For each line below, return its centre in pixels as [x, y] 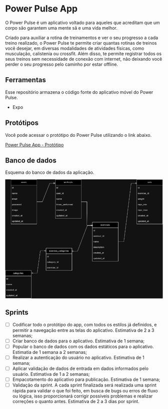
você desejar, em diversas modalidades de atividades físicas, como [75, 48]
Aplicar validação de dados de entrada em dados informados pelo [80, 368]
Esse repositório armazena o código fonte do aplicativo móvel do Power [79, 92]
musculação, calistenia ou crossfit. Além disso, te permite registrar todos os [83, 54]
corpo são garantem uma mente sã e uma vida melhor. [61, 28]
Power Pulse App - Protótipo [34, 145]
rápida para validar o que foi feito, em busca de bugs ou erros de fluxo [85, 391]
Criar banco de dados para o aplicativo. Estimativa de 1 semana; [78, 341]
